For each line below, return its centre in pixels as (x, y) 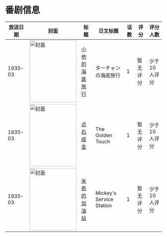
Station (104, 205)
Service (104, 199)
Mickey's (106, 193)
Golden (104, 135)
